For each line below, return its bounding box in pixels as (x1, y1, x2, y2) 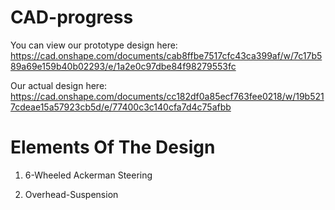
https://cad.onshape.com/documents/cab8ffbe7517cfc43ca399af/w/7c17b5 (10, 49, 323, 61)
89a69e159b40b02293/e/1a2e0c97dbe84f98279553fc (10, 60, 237, 72)
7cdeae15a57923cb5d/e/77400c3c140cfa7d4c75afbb (10, 101, 232, 113)
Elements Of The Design (10, 136, 216, 159)
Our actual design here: (10, 79, 108, 91)
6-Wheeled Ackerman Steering (24, 169, 153, 181)
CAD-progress (10, 6, 134, 29)
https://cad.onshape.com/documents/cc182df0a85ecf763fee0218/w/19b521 (10, 90, 325, 102)
